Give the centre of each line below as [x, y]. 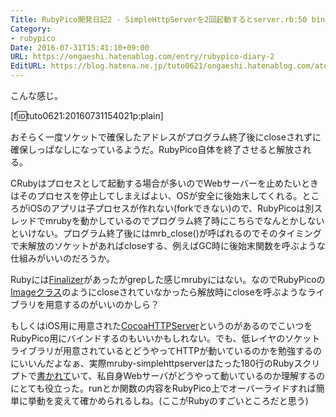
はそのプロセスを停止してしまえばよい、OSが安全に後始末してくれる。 [156, 195]
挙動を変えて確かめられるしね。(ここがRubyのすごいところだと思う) [168, 400]
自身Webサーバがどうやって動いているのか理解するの [215, 375]
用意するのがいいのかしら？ [102, 304]
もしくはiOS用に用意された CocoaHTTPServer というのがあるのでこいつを [161, 325]
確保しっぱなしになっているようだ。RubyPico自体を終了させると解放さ [156, 149]
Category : [31, 29]
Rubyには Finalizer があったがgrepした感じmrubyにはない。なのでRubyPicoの [168, 279]
